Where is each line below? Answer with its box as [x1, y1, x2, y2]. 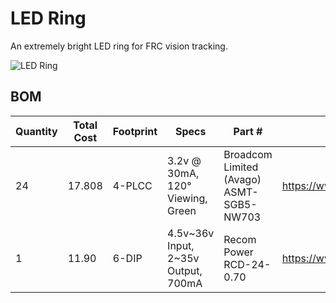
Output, [167, 263, 203, 277]
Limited [223, 160, 259, 174]
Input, [167, 238, 195, 252]
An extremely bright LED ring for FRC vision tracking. [10, 40, 228, 52]
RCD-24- [223, 257, 272, 271]
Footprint [112, 124, 158, 138]
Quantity [15, 124, 58, 138]
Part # [233, 124, 263, 138]
